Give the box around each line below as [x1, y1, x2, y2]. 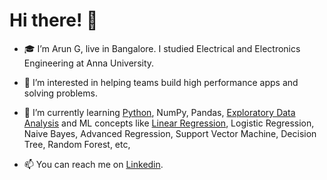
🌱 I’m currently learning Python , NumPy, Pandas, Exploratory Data [23, 106, 296, 118]
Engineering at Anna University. [23, 57, 155, 69]
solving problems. [23, 87, 98, 99]
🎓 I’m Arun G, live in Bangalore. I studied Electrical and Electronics [23, 42, 301, 54]
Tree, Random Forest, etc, [23, 138, 131, 150]
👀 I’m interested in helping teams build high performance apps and [23, 76, 299, 88]
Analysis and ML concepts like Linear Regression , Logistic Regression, [23, 117, 315, 129]
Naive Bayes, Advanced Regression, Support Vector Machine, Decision [23, 127, 317, 139]
